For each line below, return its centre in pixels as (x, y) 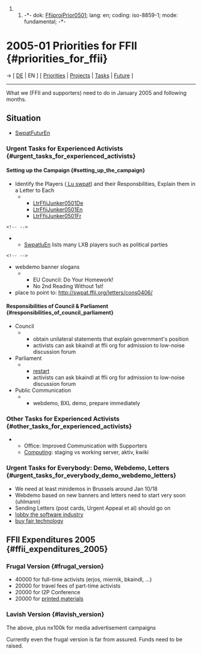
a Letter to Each (35, 190)
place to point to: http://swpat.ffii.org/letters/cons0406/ (84, 292)
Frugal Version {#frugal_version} (55, 566)
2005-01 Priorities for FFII (72, 46)
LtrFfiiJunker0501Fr (57, 216)
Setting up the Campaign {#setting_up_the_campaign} (76, 170)
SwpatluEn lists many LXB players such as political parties (96, 245)
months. (17, 99)
